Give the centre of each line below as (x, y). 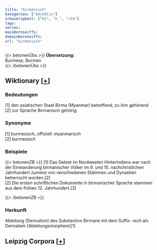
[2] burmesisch (20, 139)
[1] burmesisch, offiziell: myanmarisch (43, 134)
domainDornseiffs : (24, 37)
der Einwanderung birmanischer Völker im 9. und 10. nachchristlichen (75, 167)
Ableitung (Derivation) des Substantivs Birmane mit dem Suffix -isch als (77, 221)
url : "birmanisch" (24, 41)
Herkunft (16, 210)
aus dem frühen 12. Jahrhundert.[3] (41, 188)
